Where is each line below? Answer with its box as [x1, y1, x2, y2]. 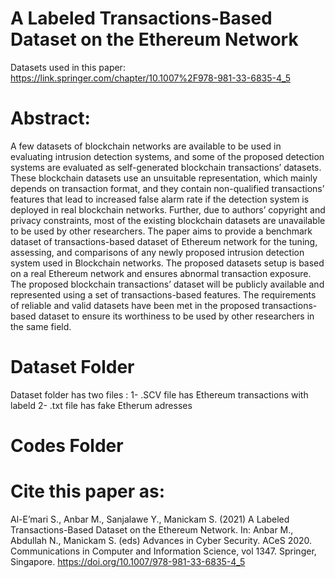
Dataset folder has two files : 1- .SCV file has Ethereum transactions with [10, 388, 309, 401]
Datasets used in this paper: [10, 61, 126, 73]
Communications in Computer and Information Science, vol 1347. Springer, [10, 545, 317, 557]
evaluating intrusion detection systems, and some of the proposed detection [10, 150, 325, 162]
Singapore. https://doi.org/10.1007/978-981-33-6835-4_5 [10, 555, 246, 567]
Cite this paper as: [10, 480, 166, 503]
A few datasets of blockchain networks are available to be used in [10, 140, 282, 152]
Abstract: [10, 107, 91, 130]
